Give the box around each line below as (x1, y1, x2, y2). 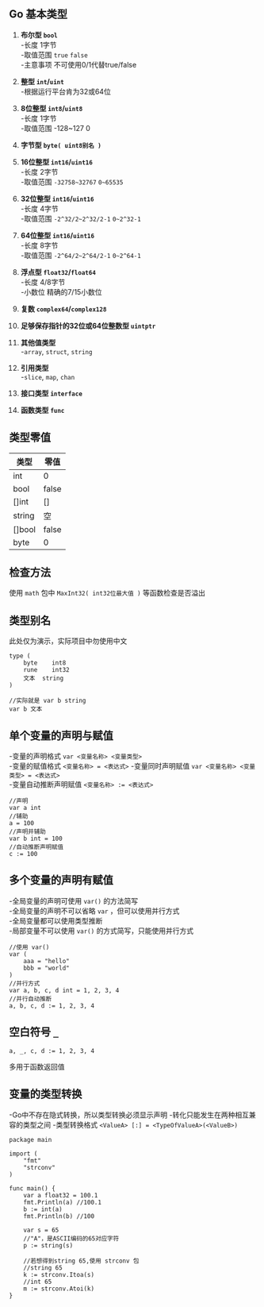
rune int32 (23, 666, 70, 674)
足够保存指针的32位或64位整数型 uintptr (20, 321, 156, 330)
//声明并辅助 (9, 828, 46, 836)
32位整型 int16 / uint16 (20, 194, 94, 203)
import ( (9, 1150, 38, 1158)
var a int (9, 804, 42, 812)
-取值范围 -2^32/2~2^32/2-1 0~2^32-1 (20, 214, 141, 223)
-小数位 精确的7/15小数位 (20, 287, 102, 296)
